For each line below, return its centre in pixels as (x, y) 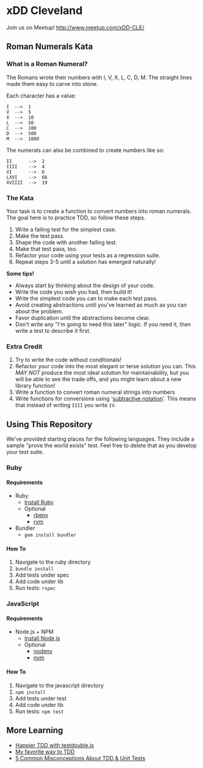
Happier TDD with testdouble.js (55, 745)
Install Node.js (42, 638)
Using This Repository (49, 424)
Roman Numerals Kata (50, 47)
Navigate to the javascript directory (59, 685)
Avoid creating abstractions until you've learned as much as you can (101, 305)
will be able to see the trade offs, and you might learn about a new (98, 379)
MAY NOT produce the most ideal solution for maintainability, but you (102, 373)
